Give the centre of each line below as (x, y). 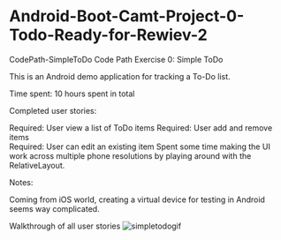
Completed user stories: (53, 110)
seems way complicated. (54, 208)
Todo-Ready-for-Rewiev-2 (108, 35)
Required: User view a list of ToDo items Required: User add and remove (141, 127)
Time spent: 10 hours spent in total (72, 94)
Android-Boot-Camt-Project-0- (127, 16)
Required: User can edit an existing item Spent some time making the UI (140, 146)
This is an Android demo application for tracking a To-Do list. (120, 76)
